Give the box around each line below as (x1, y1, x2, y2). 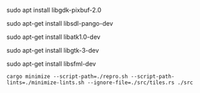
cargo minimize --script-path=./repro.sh (6, 73, 128, 80)
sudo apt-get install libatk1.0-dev (6, 33, 101, 41)
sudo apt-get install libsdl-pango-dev (6, 19, 114, 27)
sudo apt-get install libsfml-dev (6, 60, 97, 68)
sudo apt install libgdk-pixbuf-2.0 (6, 6, 102, 14)
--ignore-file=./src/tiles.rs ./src (87, 79, 194, 86)
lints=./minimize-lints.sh (6, 79, 85, 86)
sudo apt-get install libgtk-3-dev (6, 46, 99, 54)
